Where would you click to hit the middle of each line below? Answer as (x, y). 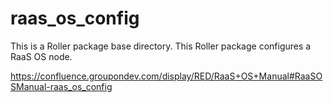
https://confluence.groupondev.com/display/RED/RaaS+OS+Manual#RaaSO (166, 76)
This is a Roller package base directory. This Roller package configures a (161, 46)
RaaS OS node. (41, 56)
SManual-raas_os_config (61, 86)
